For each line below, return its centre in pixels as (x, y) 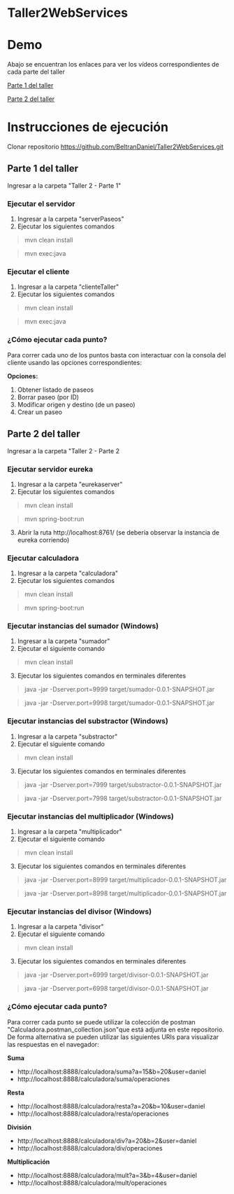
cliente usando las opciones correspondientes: (74, 362)
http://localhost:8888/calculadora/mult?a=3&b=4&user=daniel (107, 1175)
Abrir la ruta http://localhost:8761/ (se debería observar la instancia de (118, 532)
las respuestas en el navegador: (53, 1044)
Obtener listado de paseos (56, 390)
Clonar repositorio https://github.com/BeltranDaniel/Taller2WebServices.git (115, 147)
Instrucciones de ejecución (88, 127)
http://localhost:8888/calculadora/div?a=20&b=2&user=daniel (107, 1141)
